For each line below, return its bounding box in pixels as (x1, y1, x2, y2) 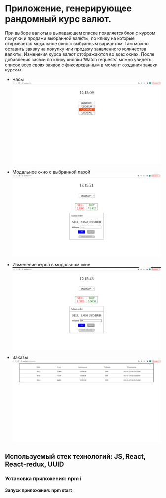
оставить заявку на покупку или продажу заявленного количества (5, 46, 147, 52)
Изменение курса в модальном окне (12, 261, 91, 267)
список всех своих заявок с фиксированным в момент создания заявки (5, 62, 158, 68)
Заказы (12, 355, 28, 360)
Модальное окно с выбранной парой (12, 169, 90, 175)
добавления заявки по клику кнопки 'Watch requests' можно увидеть (5, 56, 152, 62)
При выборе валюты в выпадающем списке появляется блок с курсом (5, 30, 156, 36)
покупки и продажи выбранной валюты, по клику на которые (5, 35, 135, 41)
